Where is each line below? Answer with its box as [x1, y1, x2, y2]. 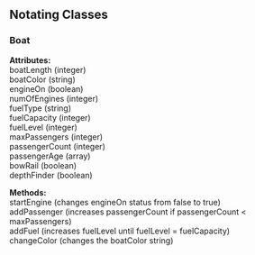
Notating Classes [9, 7, 108, 23]
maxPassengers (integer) [9, 131, 104, 142]
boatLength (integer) [9, 64, 87, 75]
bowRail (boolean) [9, 159, 77, 170]
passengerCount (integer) [9, 141, 105, 151]
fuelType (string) [9, 103, 72, 114]
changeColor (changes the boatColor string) [9, 234, 174, 246]
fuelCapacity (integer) [9, 112, 92, 123]
